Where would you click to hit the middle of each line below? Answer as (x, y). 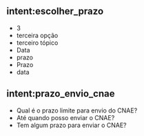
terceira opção (37, 35)
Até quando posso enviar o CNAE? (65, 117)
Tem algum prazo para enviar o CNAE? (71, 125)
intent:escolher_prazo (55, 11)
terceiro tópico (37, 42)
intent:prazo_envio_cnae (61, 94)
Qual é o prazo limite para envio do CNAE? (77, 110)
